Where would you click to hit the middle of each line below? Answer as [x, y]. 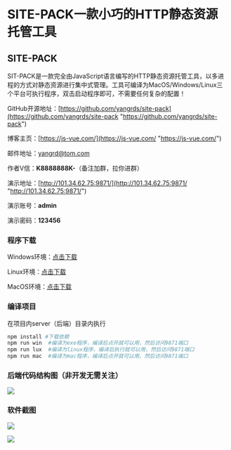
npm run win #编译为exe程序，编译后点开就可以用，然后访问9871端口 [98, 343]
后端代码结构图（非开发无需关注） [65, 376]
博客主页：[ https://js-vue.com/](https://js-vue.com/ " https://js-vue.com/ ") [114, 138]
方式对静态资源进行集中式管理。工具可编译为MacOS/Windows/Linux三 [121, 85]
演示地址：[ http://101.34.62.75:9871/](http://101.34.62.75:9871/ [97, 183]
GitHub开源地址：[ [34, 108]
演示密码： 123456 [34, 220]
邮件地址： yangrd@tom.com [48, 153]
